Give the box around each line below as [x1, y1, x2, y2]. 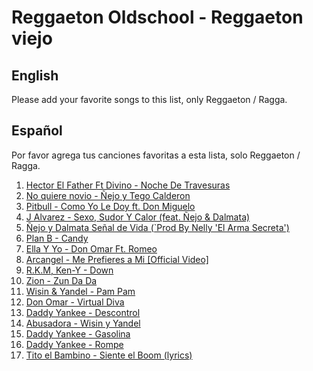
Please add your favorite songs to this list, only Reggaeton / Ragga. [11, 94, 288, 105]
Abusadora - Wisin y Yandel [25, 317, 141, 329]
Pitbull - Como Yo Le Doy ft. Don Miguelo [25, 200, 196, 212]
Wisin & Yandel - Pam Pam [25, 285, 136, 297]
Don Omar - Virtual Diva [25, 296, 125, 308]
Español [11, 122, 63, 140]
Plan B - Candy [25, 232, 89, 244]
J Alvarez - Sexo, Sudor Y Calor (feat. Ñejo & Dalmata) [25, 211, 251, 223]
